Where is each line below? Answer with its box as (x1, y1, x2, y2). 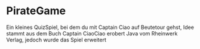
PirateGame (6, 4, 66, 18)
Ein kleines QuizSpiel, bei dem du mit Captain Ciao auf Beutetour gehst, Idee (6, 24, 194, 31)
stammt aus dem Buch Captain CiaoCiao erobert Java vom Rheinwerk (6, 30, 178, 37)
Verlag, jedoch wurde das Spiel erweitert (6, 36, 106, 43)
